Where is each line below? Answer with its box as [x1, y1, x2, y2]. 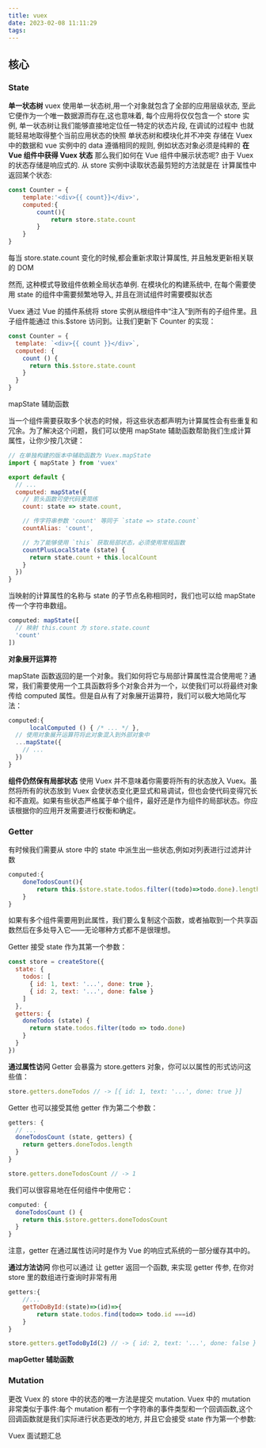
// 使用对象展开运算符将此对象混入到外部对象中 [15, 731, 150, 739]
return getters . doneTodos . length [22, 1140, 133, 1149]
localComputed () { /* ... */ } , [28, 724, 140, 732]
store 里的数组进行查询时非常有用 [8, 1273, 117, 1282]
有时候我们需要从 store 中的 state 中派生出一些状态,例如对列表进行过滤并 [8, 845, 245, 854]
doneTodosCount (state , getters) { [15, 1133, 133, 1141]
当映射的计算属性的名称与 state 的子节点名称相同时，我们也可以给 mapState [8, 591, 256, 601]
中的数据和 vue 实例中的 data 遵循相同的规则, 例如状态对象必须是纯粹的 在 [8, 140, 249, 151]
